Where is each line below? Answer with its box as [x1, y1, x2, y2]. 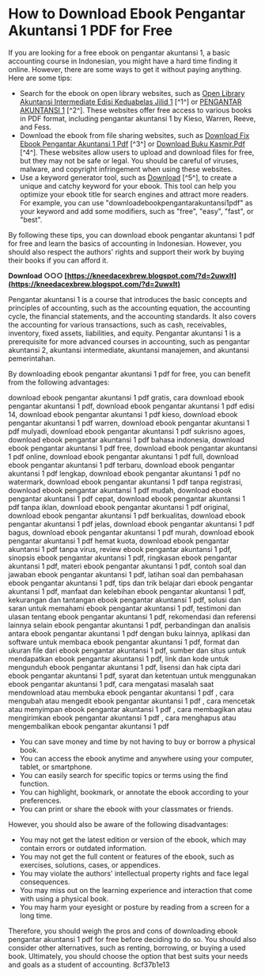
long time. [19, 910, 53, 920]
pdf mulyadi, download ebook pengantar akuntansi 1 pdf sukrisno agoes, [8, 426, 246, 436]
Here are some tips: [8, 73, 73, 82]
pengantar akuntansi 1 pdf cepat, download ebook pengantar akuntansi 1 [8, 493, 245, 504]
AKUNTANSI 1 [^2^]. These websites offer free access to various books [19, 105, 252, 115]
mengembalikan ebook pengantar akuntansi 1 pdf [8, 721, 169, 730]
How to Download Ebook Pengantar [8, 5, 246, 23]
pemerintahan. [8, 354, 56, 363]
